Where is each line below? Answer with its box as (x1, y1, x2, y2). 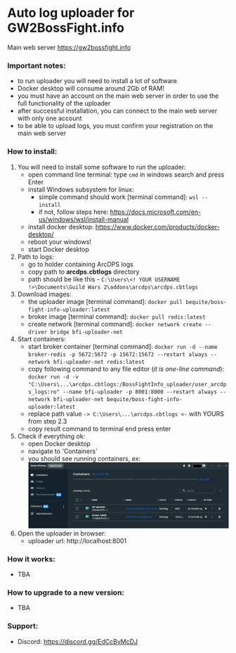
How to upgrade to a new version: (7, 588, 125, 597)
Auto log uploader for (7, 5, 135, 21)
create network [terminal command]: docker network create (27, 319, 202, 328)
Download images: (17, 290, 72, 298)
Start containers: (17, 334, 66, 343)
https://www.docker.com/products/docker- (95, 222, 220, 231)
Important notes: (7, 61, 66, 70)
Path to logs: (17, 252, 54, 261)
